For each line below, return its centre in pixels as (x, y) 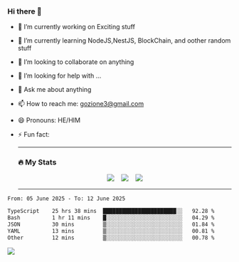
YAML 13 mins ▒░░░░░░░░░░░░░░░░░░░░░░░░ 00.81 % (111, 231)
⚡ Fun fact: (33, 135)
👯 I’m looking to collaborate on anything (76, 62)
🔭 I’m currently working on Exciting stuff (76, 27)
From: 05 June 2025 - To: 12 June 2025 (67, 199)
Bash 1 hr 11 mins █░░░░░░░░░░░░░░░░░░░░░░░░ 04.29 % (111, 218)
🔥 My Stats (37, 162)
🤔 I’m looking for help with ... (59, 76)
